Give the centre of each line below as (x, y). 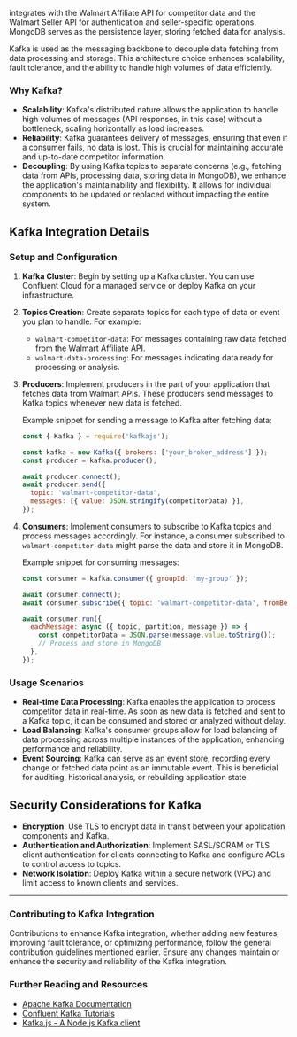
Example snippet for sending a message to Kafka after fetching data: (147, 420)
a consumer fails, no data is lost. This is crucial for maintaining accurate (152, 147)
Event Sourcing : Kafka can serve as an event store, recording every (146, 758)
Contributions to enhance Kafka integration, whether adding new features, (145, 933)
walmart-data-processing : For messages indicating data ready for (154, 357)
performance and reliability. (72, 749)
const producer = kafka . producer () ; (89, 460)
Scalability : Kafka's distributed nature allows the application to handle (150, 110)
